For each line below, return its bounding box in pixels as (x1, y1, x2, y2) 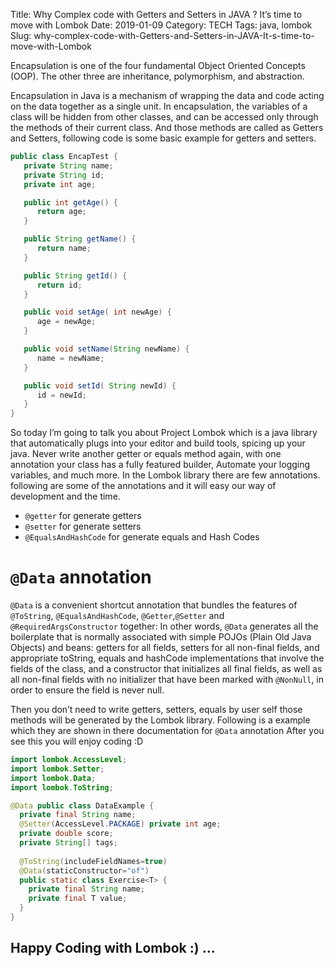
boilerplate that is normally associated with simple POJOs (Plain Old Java (10, 631, 312, 643)
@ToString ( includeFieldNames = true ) (19, 856, 168, 866)
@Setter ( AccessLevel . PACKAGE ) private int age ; (19, 819, 222, 829)
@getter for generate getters (24, 510, 142, 522)
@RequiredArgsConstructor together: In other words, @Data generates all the (10, 620, 319, 633)
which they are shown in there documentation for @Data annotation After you (10, 725, 325, 737)
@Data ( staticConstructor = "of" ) (19, 865, 150, 876)
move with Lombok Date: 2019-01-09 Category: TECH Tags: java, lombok (10, 19, 313, 31)
